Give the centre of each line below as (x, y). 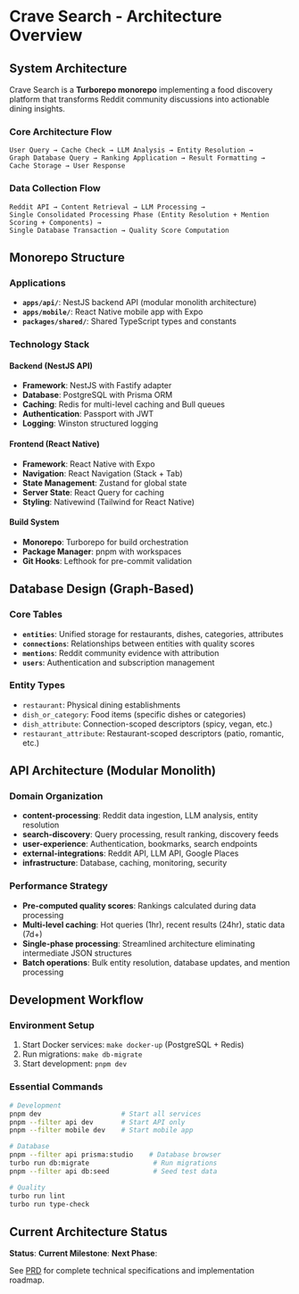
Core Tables (36, 615)
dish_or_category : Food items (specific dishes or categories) (134, 714)
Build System (34, 522)
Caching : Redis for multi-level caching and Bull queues (124, 404)
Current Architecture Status (88, 1232)
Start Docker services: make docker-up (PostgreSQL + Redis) (133, 1045)
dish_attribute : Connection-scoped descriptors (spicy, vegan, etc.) (147, 724)
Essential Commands (56, 1087)
